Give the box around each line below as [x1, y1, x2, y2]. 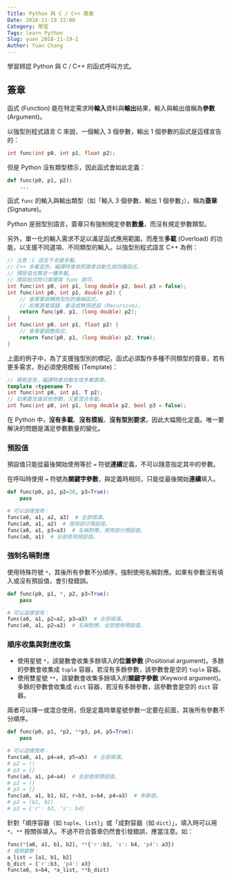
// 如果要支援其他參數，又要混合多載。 [7, 395, 104, 403]
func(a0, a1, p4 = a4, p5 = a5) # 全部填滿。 [7, 754, 126, 761]
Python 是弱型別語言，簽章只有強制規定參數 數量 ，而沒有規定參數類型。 [7, 220, 211, 228]
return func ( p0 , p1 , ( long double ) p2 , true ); [19, 334, 156, 341]
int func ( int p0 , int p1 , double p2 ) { [7, 289, 122, 296]
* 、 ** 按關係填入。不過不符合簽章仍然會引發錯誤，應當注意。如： [7, 827, 194, 835]
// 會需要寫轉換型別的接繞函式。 [19, 295, 101, 303]
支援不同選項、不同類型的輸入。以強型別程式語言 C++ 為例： [25, 243, 199, 252]
